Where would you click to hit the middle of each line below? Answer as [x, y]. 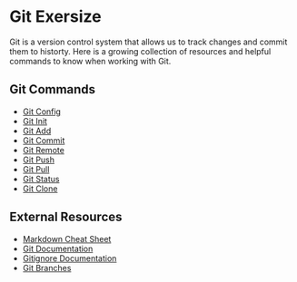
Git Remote [44, 150]
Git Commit [44, 140]
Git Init [35, 121]
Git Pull [36, 169]
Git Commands [53, 89]
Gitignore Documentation [69, 258]
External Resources [66, 217]
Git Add [37, 131]
